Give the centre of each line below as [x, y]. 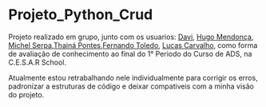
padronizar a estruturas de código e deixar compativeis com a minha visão [131, 86]
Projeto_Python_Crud [81, 15]
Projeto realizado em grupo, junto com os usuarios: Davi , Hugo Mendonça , [131, 37]
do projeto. [26, 94]
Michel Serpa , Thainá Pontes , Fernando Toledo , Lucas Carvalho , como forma [133, 45]
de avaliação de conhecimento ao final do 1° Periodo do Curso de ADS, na [130, 53]
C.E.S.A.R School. [37, 62]
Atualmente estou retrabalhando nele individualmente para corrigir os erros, [133, 77]
